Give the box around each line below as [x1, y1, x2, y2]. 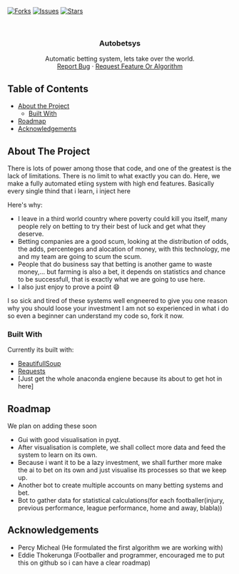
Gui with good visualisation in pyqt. [17, 436, 121, 444]
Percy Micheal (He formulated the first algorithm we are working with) [17, 543, 223, 552]
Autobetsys [98, 38, 141, 48]
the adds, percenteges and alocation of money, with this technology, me [17, 245, 230, 253]
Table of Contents [7, 83, 89, 95]
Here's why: [7, 200, 43, 209]
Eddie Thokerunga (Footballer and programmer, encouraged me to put [17, 550, 225, 559]
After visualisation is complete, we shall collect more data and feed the [17, 443, 226, 452]
